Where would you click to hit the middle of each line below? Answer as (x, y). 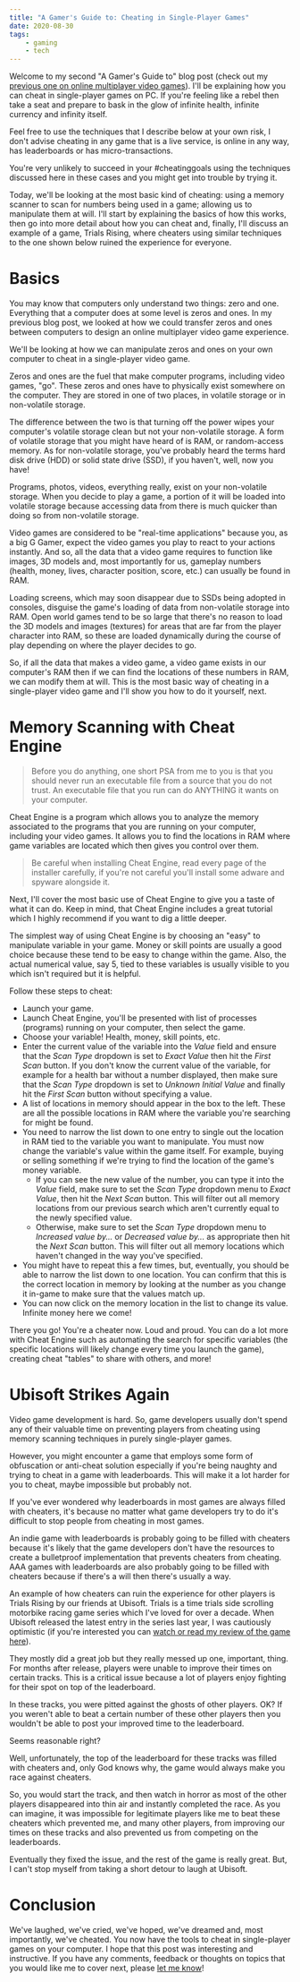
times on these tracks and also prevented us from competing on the (134, 1832)
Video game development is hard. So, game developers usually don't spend (149, 1419)
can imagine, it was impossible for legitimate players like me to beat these (145, 1813)
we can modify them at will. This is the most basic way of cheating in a (139, 682)
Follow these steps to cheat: (61, 991)
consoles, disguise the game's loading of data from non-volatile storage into (150, 607)
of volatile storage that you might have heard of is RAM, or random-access (146, 441)
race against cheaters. (50, 1777)
